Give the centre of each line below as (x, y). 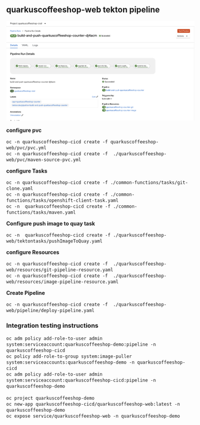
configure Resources (33, 252)
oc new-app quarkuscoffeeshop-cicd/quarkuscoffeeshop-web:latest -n (93, 404)
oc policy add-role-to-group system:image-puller (69, 357)
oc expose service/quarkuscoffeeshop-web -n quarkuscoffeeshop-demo (93, 416)
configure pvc (24, 130)
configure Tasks (27, 171)
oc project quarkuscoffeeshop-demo (50, 398)
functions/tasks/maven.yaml (41, 212)
